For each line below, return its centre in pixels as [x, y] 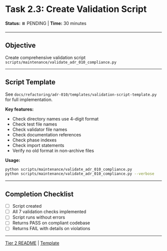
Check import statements [38, 145]
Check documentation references [47, 134]
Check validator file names [40, 129]
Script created [27, 206]
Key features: [19, 109]
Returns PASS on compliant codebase [51, 223]
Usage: [13, 160]
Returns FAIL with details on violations [51, 229]
